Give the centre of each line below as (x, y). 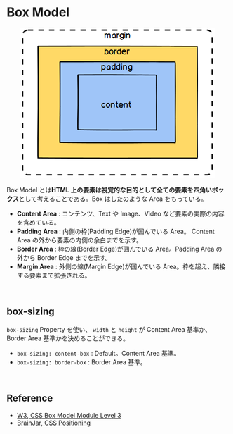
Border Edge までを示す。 (74, 257)
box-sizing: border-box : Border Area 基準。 (81, 362)
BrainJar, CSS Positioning (54, 423)
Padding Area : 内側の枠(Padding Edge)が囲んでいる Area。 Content (115, 231)
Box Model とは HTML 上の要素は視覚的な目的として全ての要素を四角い (109, 190)
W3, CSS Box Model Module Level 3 (69, 415)
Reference (30, 398)
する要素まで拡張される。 (54, 275)
